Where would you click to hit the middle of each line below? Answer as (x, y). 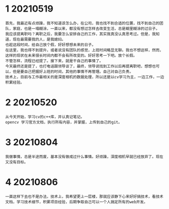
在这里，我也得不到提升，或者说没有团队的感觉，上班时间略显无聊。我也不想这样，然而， (84, 50)
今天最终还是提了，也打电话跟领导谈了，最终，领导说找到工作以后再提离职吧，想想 (79, 66)
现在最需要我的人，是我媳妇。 (39, 39)
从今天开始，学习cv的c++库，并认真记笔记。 (45, 117)
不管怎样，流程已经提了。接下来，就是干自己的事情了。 (54, 61)
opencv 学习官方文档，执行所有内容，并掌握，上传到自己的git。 (64, 122)
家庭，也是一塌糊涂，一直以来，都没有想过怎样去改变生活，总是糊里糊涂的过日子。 (86, 28)
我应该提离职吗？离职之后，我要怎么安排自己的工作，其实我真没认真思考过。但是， (79, 34)
